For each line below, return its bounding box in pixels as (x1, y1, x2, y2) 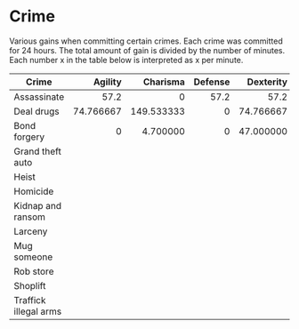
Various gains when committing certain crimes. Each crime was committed (9, 36, 283, 46)
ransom (13, 211, 46, 223)
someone (13, 251, 53, 263)
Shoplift (13, 279, 46, 292)
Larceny (13, 225, 48, 237)
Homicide (13, 185, 54, 197)
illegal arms (13, 305, 62, 317)
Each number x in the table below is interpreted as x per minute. (9, 54, 244, 65)
